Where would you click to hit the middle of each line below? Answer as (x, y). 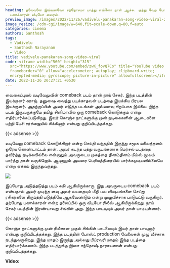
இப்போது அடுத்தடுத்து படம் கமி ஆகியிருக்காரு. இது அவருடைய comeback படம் (82, 186)
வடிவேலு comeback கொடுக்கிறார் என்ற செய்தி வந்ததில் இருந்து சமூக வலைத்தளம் (84, 143)
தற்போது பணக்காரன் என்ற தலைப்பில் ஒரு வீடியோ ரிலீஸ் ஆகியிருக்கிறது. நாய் (80, 202)
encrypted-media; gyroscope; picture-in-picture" (63, 76)
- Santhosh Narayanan (33, 48)
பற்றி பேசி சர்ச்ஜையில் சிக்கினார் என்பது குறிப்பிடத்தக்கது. (59, 123)
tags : (11, 38)
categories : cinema (26, 29)
